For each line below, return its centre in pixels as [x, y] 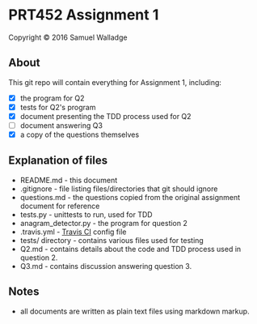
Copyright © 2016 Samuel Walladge [68, 37]
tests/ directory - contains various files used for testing [112, 240]
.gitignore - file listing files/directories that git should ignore [119, 189]
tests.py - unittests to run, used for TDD [86, 214]
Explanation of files [58, 161]
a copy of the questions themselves [80, 134]
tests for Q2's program [58, 107]
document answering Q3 [61, 125]
